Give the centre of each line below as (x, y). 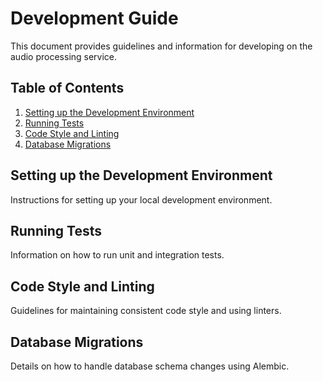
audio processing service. (64, 56)
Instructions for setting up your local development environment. (141, 199)
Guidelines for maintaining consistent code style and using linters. (146, 311)
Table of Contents (67, 88)
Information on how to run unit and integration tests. (117, 255)
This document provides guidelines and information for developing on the (161, 46)
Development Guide (94, 18)
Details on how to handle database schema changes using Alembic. (150, 366)
